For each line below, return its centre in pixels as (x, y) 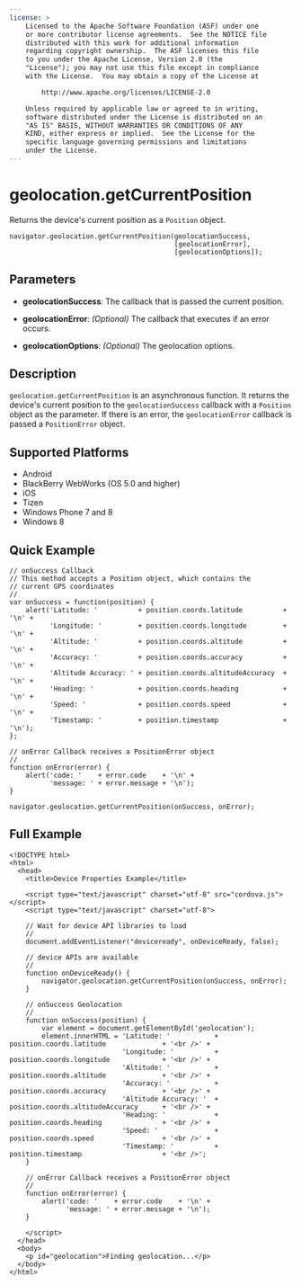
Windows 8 (43, 522)
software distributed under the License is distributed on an (144, 117)
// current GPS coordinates (62, 587)
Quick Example (53, 550)
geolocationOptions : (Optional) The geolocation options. (128, 345)
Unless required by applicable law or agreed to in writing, (142, 109)
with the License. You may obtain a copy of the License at (142, 76)
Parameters (43, 280)
